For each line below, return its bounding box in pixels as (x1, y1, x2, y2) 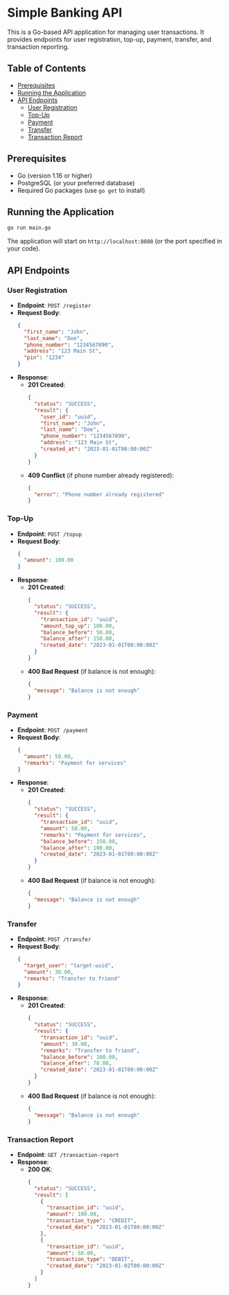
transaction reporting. (7, 42, 69, 51)
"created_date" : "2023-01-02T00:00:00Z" (46, 1262, 165, 1269)
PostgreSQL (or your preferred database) (17, 178, 135, 187)
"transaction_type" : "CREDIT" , (46, 1217, 137, 1224)
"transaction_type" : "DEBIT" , (46, 1256, 134, 1263)
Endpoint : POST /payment (17, 725, 88, 734)
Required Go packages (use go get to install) (17, 186, 146, 194)
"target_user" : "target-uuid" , (24, 962, 114, 969)
